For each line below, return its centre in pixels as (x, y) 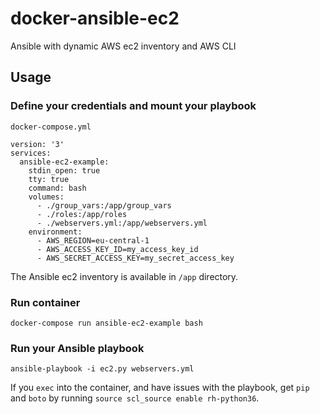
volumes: (46, 197)
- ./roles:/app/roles (82, 214)
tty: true (49, 179)
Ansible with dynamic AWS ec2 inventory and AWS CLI (123, 46)
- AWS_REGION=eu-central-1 (93, 240)
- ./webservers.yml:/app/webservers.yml (122, 223)
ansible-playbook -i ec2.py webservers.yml (102, 369)
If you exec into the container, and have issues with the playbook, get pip (160, 388)
